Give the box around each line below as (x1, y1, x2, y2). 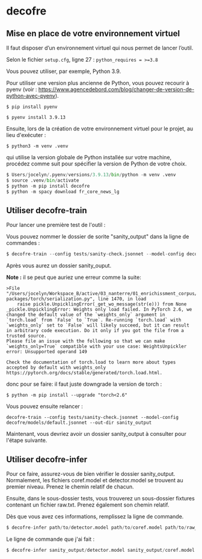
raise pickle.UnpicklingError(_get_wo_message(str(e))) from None (17, 301, 187, 307)
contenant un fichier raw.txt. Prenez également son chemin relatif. (6, 501, 170, 508)
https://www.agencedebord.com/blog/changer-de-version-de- (38, 86, 195, 93)
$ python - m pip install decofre (6, 183, 90, 189)
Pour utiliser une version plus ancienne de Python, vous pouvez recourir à (6, 80, 189, 86)
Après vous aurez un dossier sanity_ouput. (6, 262, 112, 269)
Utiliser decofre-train (6, 205, 87, 216)
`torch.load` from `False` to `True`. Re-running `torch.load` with (6, 317, 182, 324)
